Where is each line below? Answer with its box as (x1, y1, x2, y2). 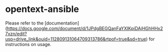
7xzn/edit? (5, 30, 27, 36)
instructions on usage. (5, 41, 52, 47)
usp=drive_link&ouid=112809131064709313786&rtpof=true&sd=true (5, 36, 146, 42)
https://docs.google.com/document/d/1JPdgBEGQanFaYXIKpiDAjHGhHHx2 (7, 25, 163, 31)
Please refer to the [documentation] (5, 20, 80, 26)
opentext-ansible (5, 3, 79, 15)
